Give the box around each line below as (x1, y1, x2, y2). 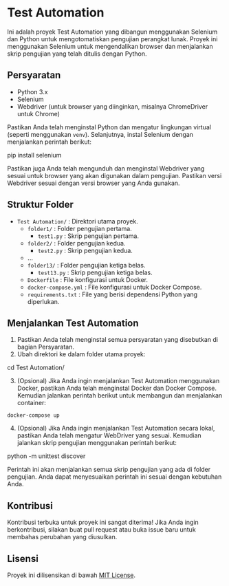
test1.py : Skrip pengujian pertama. (37, 232, 140, 240)
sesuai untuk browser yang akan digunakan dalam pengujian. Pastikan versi (7, 171, 222, 180)
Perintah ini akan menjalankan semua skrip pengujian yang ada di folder (7, 466, 211, 474)
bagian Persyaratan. (17, 343, 74, 351)
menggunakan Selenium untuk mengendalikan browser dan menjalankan (7, 42, 213, 50)
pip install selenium (7, 151, 62, 159)
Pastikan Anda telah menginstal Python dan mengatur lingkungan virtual (7, 122, 212, 131)
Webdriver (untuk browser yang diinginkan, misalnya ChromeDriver (17, 102, 208, 111)
